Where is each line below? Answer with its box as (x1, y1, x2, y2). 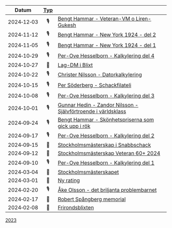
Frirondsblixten (57, 204, 94, 211)
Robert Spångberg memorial (57, 196, 126, 202)
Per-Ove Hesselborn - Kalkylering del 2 (57, 132, 155, 139)
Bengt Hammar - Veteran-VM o (57, 15, 135, 22)
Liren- (135, 15, 152, 22)
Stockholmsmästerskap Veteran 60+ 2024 (57, 150, 160, 156)
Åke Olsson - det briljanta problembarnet (57, 186, 157, 193)
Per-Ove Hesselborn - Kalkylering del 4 (57, 52, 155, 59)
